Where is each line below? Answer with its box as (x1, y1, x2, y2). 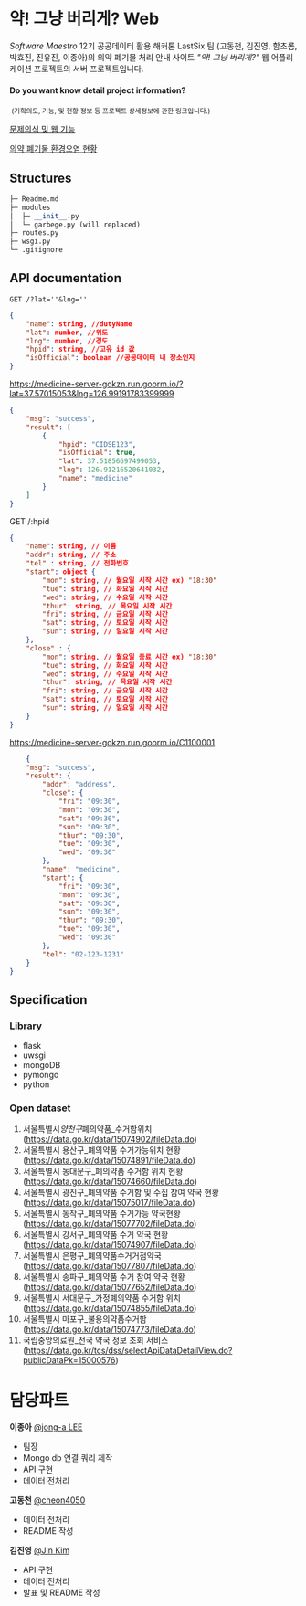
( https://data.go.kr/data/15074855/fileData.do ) (22, 1303, 197, 1314)
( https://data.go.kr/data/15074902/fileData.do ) (22, 1134, 198, 1145)
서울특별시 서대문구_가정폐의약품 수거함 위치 (22, 1293, 181, 1304)
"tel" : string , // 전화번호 (26, 559, 130, 568)
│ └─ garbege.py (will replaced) (9, 220, 142, 229)
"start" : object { (26, 567, 96, 576)
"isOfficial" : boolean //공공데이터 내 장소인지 (26, 354, 195, 363)
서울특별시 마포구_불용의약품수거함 (22, 1314, 148, 1325)
